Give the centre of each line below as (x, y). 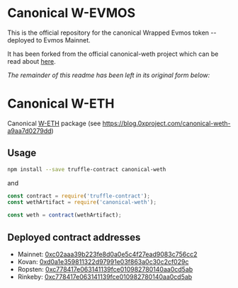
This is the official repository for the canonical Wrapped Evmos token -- (112, 33)
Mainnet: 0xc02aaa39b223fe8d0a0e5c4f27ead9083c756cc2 (107, 254)
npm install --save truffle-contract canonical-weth (87, 169)
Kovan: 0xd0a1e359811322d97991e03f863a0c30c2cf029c (103, 262)
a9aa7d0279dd (29, 131)
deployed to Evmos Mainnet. (49, 40)
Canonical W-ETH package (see (54, 123)
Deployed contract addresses (74, 237)
